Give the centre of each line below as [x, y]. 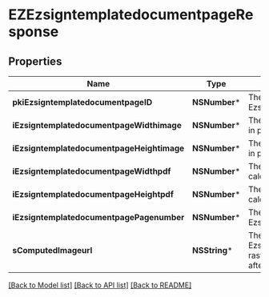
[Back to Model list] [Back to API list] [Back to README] [100, 285]
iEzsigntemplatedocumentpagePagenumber [98, 217]
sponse [34, 32]
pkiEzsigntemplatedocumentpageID [82, 102]
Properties [35, 61]
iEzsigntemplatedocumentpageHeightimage [98, 148]
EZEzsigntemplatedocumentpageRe [131, 15]
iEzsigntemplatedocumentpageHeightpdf [93, 194]
